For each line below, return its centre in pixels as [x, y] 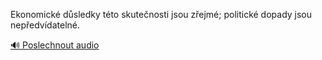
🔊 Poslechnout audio [55, 45]
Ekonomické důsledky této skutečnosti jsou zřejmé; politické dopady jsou [161, 14]
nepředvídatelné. [45, 25]
